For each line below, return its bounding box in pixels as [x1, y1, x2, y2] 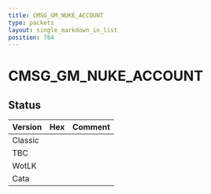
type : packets [8, 19, 55, 27]
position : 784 [8, 33, 55, 42]
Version [12, 122, 43, 133]
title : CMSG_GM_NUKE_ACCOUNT [8, 11, 104, 20]
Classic [12, 135, 39, 146]
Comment [72, 122, 110, 133]
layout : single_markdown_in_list [8, 26, 118, 34]
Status [8, 98, 42, 112]
